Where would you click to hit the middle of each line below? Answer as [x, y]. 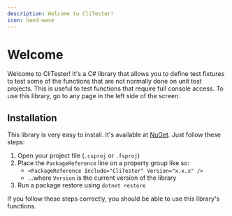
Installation [32, 118]
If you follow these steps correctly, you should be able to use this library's [114, 199]
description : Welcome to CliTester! [60, 14]
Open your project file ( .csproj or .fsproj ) [79, 156]
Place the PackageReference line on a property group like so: [103, 163]
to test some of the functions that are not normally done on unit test [104, 82]
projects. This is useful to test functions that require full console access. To [115, 88]
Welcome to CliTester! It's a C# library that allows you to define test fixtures [116, 74]
